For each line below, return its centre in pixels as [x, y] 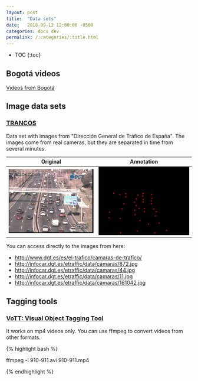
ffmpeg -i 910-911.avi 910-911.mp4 [48, 360]
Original [51, 162]
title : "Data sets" [32, 19]
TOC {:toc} [28, 55]
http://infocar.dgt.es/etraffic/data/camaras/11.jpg [74, 276]
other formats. [24, 337]
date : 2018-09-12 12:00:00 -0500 [50, 25]
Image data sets [36, 106]
